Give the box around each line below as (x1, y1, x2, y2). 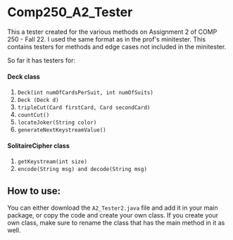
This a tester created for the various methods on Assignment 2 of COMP (7, 27, 218, 36)
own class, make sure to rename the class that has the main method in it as (7, 219, 225, 227)
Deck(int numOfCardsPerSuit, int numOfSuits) (17, 89, 153, 96)
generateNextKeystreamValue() (17, 127, 107, 134)
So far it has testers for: (7, 56, 76, 64)
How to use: (7, 184, 61, 197)
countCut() (17, 112, 50, 119)
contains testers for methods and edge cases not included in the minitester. (7, 42, 227, 51)
